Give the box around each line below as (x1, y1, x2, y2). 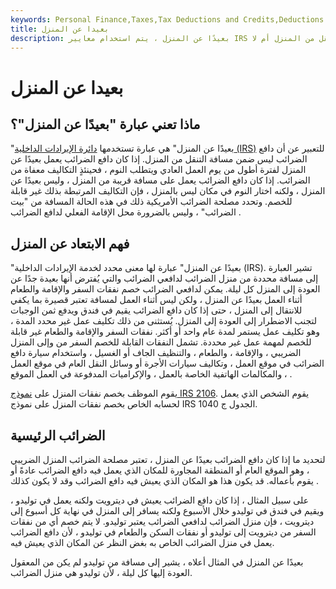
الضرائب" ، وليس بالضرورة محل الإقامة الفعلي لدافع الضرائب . (10, 206, 242, 218)
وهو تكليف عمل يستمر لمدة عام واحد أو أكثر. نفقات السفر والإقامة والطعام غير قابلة (10, 326, 321, 338)
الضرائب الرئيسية (10, 427, 106, 444)
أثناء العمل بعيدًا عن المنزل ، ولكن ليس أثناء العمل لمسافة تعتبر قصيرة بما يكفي (10, 294, 303, 306)
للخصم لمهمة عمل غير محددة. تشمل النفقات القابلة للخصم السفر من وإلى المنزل (10, 336, 312, 348)
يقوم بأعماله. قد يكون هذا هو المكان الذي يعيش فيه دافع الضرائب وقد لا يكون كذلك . (10, 475, 319, 486)
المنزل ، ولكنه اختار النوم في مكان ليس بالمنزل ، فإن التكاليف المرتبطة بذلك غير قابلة (10, 185, 326, 197)
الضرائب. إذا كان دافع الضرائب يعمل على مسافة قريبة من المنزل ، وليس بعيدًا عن (10, 174, 311, 186)
